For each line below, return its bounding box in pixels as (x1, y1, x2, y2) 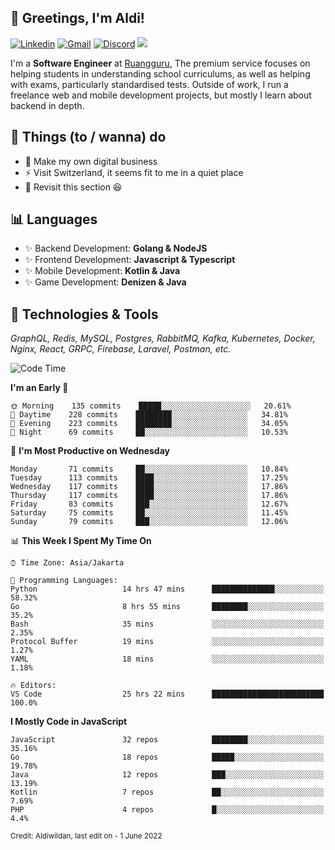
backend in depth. (10, 99, 85, 111)
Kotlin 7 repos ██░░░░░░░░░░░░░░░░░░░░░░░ (10, 787, 325, 798)
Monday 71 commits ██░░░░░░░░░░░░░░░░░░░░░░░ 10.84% (10, 464, 288, 475)
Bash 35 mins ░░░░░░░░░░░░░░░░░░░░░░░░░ (10, 619, 325, 630)
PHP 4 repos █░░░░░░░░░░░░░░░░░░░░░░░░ (10, 805, 325, 815)
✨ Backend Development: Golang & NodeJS (24, 242, 208, 255)
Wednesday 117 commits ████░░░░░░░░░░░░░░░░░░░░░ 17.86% (10, 482, 288, 492)
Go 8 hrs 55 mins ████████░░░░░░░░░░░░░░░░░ (10, 602, 325, 612)
